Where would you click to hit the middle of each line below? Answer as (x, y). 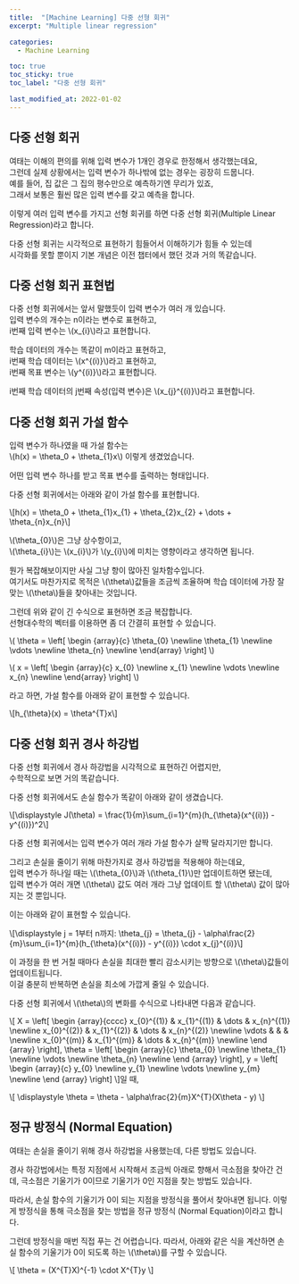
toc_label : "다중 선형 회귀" (58, 83)
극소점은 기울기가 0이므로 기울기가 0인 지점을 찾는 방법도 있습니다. (137, 1180)
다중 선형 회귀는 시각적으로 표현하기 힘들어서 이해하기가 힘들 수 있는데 (131, 243)
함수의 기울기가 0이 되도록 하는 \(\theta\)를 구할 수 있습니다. (123, 1252)
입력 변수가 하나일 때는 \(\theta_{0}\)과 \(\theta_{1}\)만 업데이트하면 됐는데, (141, 873)
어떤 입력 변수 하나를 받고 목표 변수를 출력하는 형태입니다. (109, 475)
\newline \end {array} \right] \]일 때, (75, 1079)
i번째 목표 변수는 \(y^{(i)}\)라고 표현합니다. (83, 373)
